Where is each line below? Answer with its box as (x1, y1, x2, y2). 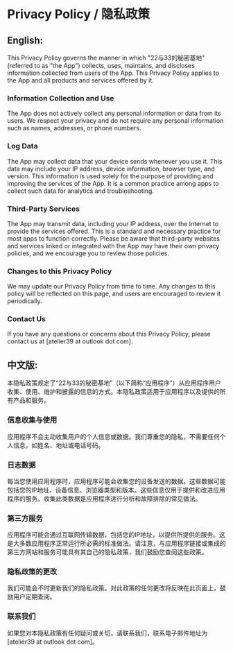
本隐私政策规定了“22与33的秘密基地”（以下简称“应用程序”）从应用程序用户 (7, 379, 222, 387)
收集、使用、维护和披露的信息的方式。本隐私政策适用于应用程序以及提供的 (7, 388, 220, 396)
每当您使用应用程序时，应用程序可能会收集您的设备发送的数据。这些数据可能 (7, 477, 226, 486)
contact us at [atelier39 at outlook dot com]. (7, 337, 133, 345)
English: (7, 34, 44, 46)
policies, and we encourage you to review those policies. (7, 249, 170, 257)
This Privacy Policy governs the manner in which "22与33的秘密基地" (7, 53, 205, 62)
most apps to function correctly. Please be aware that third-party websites (7, 234, 221, 243)
